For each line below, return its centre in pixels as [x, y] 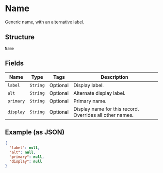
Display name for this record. [106, 109]
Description [114, 77]
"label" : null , [25, 148]
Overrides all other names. [104, 115]
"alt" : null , [23, 153]
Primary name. [90, 101]
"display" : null [26, 161]
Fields [15, 63]
